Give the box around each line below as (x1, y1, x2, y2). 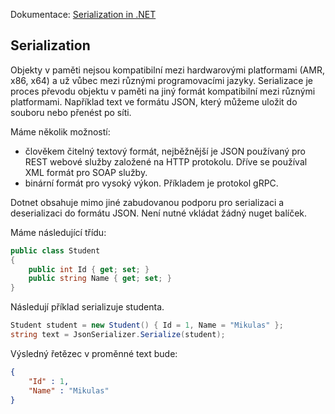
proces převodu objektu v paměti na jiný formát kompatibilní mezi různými (10, 85, 316, 97)
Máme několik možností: (10, 125, 111, 138)
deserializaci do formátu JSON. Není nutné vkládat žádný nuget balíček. (10, 207, 308, 219)
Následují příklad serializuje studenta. (10, 301, 165, 313)
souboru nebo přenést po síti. (10, 106, 132, 118)
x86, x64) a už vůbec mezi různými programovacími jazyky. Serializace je (10, 74, 313, 86)
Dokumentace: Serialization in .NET (10, 9, 157, 20)
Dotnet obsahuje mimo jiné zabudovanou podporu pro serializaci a (10, 196, 285, 208)
